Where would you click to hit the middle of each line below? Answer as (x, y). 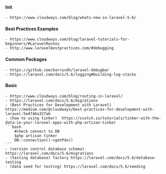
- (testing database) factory (37, 158)
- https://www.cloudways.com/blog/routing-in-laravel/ (64, 96)
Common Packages (26, 59)
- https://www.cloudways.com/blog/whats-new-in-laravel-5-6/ (71, 18)
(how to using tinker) (34, 118)
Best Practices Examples (32, 29)
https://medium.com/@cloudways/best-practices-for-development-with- (80, 109)
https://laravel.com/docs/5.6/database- (114, 158)
